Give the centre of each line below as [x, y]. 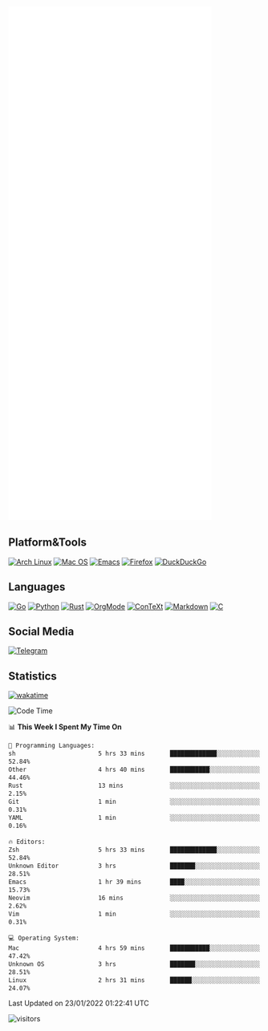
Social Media [41, 632]
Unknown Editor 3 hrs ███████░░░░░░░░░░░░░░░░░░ [134, 866]
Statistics [33, 676]
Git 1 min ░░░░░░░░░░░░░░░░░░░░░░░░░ [134, 802]
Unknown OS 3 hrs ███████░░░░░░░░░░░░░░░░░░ [134, 964]
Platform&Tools [47, 543]
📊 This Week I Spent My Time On [65, 727]
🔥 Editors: [27, 842]
